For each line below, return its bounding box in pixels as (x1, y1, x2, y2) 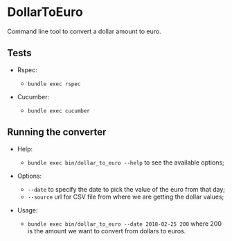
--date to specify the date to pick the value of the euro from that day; (27, 185, 226, 193)
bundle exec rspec (27, 81, 81, 88)
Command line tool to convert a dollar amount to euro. (7, 27, 161, 35)
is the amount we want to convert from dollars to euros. (27, 226, 186, 235)
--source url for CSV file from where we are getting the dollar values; (27, 192, 224, 201)
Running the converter (7, 126, 107, 138)
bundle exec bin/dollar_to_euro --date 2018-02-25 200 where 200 (27, 219, 222, 228)
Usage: (17, 206, 38, 214)
